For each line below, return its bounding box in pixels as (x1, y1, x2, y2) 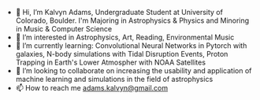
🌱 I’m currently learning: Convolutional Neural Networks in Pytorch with (15, 41, 247, 50)
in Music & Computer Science (15, 24, 113, 33)
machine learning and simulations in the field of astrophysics (15, 75, 214, 83)
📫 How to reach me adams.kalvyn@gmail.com (15, 83, 169, 92)
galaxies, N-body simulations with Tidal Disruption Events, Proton (15, 50, 228, 58)
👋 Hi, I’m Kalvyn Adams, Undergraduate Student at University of (15, 8, 223, 17)
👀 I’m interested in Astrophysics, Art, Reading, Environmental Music (15, 32, 235, 42)
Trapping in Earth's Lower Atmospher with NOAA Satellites (15, 57, 206, 67)
